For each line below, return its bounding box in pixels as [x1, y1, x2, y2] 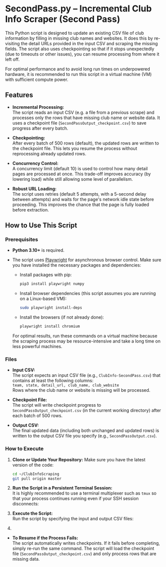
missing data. [12, 556, 40, 562]
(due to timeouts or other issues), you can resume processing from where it [5, 51, 160, 57]
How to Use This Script [5, 221, 77, 230]
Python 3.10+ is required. [12, 247, 65, 253]
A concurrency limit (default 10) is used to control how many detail [12, 165, 148, 171]
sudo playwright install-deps [19, 305, 83, 310]
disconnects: [12, 501, 39, 507]
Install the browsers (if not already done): [19, 314, 104, 320]
